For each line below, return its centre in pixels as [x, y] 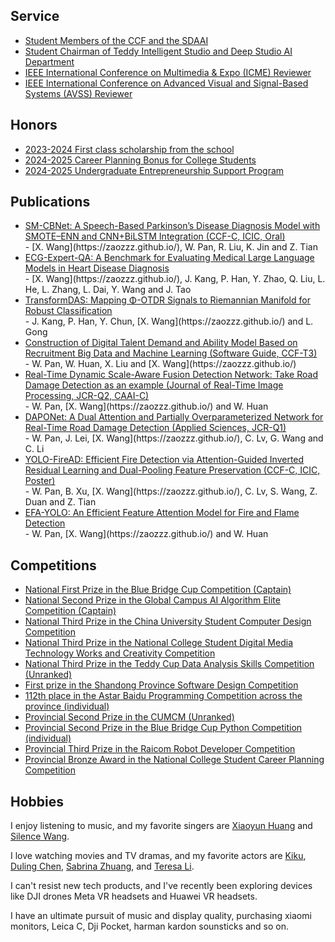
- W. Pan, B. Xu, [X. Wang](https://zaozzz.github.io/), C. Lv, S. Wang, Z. [171, 491]
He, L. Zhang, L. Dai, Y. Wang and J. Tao [108, 290]
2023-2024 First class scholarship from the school [129, 149]
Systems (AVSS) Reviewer [78, 93]
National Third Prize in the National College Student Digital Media [158, 643]
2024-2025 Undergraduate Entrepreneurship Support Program [154, 170]
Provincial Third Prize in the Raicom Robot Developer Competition [160, 749]
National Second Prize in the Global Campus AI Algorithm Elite [152, 600]
